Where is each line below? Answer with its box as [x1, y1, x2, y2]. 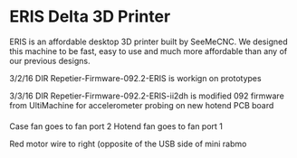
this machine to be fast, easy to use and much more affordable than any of [9, 45, 288, 56]
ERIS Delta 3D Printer [9, 6, 171, 27]
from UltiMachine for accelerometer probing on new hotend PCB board [9, 99, 274, 110]
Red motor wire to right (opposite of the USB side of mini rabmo [9, 138, 247, 149]
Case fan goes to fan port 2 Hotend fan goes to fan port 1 [9, 120, 224, 132]
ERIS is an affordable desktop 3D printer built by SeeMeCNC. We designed [9, 36, 288, 47]
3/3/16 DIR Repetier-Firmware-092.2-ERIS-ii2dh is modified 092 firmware [9, 90, 285, 101]
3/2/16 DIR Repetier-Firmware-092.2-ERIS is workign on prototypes [9, 72, 262, 83]
